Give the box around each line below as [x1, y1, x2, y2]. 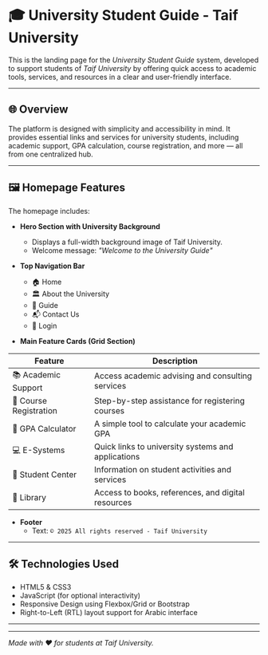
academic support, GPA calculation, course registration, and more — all [8, 140, 243, 150]
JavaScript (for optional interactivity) [19, 591, 141, 601]
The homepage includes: [8, 206, 90, 215]
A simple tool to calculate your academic [94, 418, 246, 429]
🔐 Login [31, 321, 57, 330]
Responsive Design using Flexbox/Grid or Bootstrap [19, 599, 190, 609]
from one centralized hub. [8, 149, 93, 159]
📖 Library [12, 491, 46, 503]
